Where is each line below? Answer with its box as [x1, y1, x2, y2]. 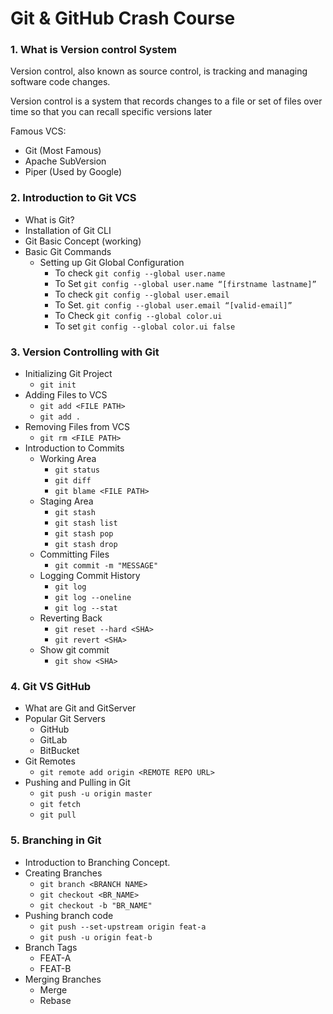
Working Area [39, 453, 97, 465]
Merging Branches [24, 973, 102, 985]
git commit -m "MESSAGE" [54, 561, 159, 571]
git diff [54, 476, 92, 486]
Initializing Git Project [24, 368, 113, 380]
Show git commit [39, 644, 110, 656]
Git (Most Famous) [24, 145, 102, 157]
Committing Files [39, 548, 110, 561]
